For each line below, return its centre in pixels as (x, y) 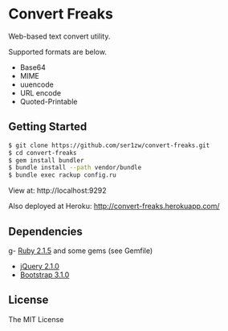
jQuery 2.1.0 (40, 266)
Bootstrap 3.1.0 (45, 275)
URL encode (41, 92)
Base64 (33, 67)
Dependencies (45, 231)
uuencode (37, 84)
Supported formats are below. (57, 51)
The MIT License (36, 319)
